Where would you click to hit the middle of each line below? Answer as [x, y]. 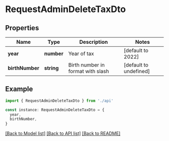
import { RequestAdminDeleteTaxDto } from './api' [59, 101]
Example [19, 89]
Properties [22, 28]
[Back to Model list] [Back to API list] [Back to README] [63, 133]
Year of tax [81, 54]
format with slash [89, 71]
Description [94, 42]
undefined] [137, 71]
